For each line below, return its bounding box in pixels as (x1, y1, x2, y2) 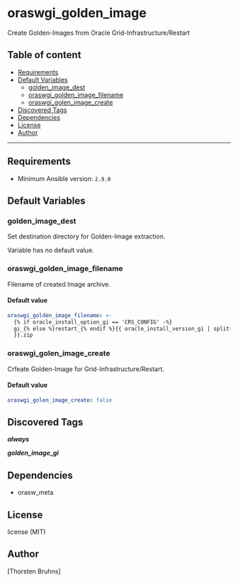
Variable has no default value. (7, 246, 94, 255)
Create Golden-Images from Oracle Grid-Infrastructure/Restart (7, 28, 190, 37)
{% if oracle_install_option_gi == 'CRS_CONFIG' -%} (13, 318, 173, 326)
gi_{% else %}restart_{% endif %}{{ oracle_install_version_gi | (13, 325, 211, 332)
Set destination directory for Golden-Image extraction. (7, 232, 166, 241)
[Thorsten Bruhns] (7, 566, 62, 576)
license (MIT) (7, 527, 46, 537)
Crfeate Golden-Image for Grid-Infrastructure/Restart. (7, 364, 164, 373)
